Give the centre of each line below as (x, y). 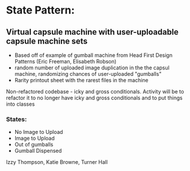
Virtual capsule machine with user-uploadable (92, 32)
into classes (20, 104)
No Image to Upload (39, 132)
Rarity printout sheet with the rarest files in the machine (81, 80)
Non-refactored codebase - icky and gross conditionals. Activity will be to (95, 91)
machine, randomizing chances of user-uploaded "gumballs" (88, 74)
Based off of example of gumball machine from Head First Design (93, 55)
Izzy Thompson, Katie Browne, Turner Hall (57, 162)
